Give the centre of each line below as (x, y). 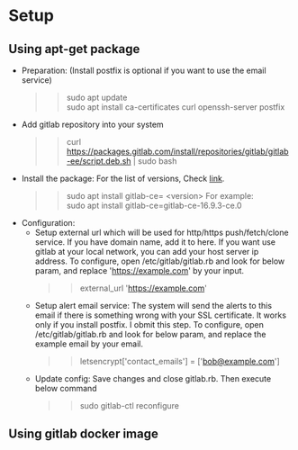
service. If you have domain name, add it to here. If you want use (155, 242)
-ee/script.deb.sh (99, 161)
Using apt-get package (74, 49)
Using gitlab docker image (83, 434)
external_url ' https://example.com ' (144, 288)
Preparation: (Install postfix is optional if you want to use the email (144, 70)
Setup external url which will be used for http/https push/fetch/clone (162, 232)
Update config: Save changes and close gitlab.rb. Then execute (153, 378)
